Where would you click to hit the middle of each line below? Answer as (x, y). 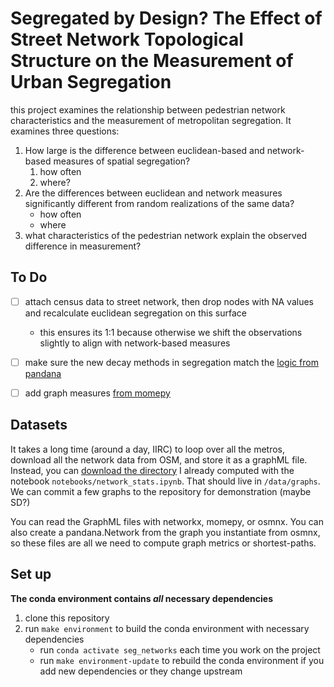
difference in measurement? (83, 246)
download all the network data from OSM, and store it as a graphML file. (159, 459)
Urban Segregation (91, 82)
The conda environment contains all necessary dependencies (141, 598)
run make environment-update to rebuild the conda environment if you (182, 660)
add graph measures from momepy (97, 393)
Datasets (39, 425)
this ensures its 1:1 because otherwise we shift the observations (171, 332)
